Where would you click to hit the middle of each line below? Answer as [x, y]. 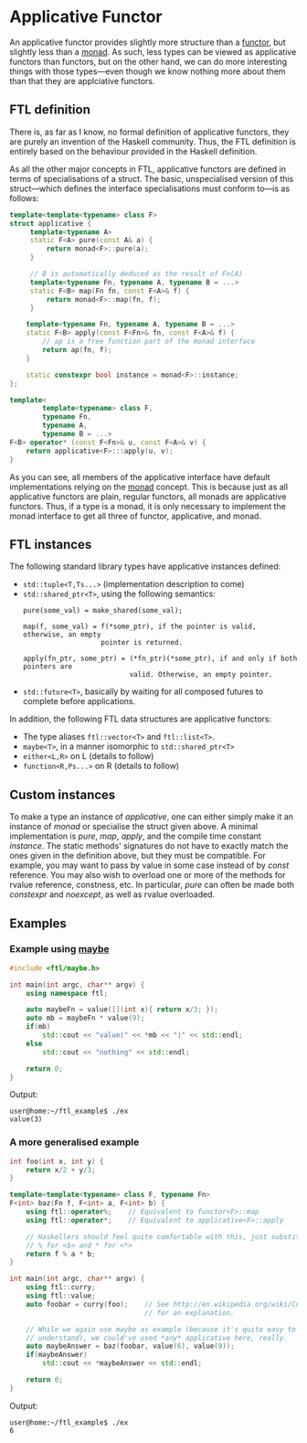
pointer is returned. [142, 643]
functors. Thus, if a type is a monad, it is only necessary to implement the [148, 506]
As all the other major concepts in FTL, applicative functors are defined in [148, 169]
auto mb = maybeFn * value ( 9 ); [85, 1018]
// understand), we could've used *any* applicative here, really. [157, 1338]
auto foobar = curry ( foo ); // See [98, 1304]
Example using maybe [59, 949]
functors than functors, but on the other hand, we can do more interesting [148, 61]
